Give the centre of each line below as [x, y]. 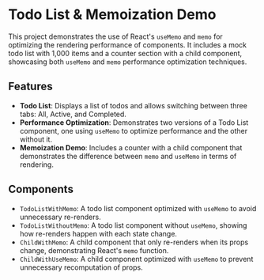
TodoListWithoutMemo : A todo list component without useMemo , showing [133, 225]
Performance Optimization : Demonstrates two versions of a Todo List [134, 122]
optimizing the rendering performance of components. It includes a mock [128, 44]
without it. [36, 139]
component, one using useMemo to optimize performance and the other [134, 131]
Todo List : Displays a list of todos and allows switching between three [133, 105]
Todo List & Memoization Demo [112, 15]
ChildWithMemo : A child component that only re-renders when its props [134, 242]
